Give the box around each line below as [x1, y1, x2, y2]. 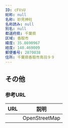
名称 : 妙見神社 [5, 17, 33, 22]
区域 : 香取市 [5, 36, 29, 41]
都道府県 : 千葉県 [5, 31, 36, 36]
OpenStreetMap [22, 115, 60, 122]
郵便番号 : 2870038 [5, 50, 41, 55]
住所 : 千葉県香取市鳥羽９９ [5, 54, 55, 60]
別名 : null [5, 26, 27, 31]
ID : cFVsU [5, 7, 26, 13]
